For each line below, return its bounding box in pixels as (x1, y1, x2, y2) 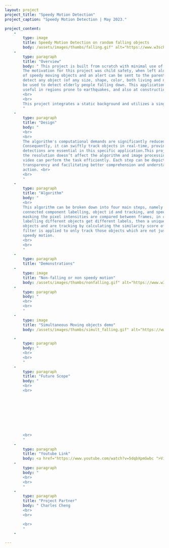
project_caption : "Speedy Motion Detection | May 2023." (5, 17, 127, 22)
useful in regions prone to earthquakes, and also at (23, 87, 138, 92)
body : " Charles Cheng (23, 503, 71, 508)
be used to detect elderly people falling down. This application (23, 82, 165, 88)
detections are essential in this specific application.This (23, 148, 154, 153)
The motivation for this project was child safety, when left (23, 68, 156, 73)
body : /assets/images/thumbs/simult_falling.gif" (23, 327, 129, 332)
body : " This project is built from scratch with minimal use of (23, 64, 163, 69)
